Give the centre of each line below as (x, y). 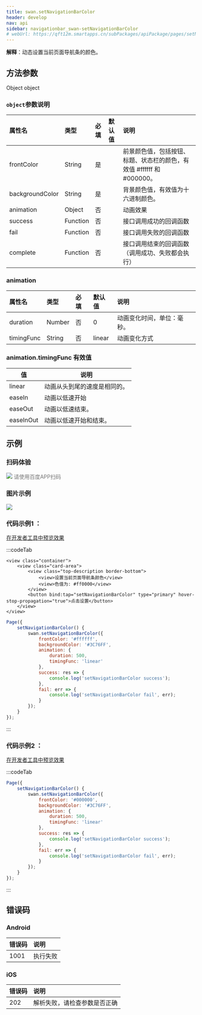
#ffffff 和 (148, 169)
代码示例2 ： (24, 746)
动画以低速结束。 (68, 409)
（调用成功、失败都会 (153, 253)
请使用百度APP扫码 (37, 476)
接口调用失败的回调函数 (156, 233)
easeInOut (24, 420)
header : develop (26, 17)
